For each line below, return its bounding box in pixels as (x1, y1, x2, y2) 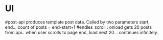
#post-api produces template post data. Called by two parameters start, (5, 19, 150, 25)
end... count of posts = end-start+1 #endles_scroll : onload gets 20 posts (5, 24, 152, 30)
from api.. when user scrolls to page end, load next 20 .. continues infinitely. (5, 29, 158, 35)
